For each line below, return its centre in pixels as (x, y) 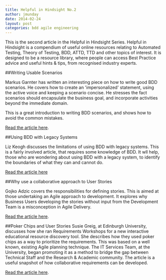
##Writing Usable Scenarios (34, 73)
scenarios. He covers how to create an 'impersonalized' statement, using (80, 87)
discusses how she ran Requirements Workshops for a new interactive (77, 231)
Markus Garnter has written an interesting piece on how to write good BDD (81, 82)
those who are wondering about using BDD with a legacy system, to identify (83, 157)
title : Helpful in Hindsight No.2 (41, 10)
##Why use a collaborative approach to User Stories (59, 182)
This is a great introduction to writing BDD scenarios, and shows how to (78, 113)
